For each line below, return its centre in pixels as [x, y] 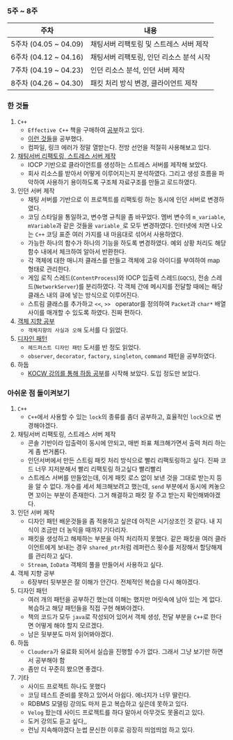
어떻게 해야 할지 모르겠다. [70, 625]
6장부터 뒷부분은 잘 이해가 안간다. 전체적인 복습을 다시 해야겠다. [114, 581]
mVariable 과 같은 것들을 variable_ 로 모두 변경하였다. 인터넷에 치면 [119, 225]
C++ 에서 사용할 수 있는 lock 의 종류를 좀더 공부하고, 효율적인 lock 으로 [121, 417]
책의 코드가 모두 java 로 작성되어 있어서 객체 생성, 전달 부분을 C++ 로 [118, 616]
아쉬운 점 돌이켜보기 [39, 393]
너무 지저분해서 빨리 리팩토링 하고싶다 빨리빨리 [98, 469]
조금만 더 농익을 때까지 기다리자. [85, 529]
